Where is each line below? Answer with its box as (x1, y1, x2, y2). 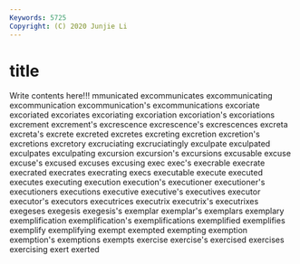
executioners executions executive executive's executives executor (9, 186, 261, 197)
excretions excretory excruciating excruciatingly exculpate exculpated (9, 138, 271, 149)
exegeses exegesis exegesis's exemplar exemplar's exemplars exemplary (9, 205, 285, 217)
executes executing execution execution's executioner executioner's (9, 177, 266, 188)
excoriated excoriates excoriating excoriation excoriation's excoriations (9, 109, 275, 120)
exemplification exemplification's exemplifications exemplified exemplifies (9, 215, 285, 226)
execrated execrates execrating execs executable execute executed (9, 167, 264, 178)
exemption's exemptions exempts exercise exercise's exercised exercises (9, 234, 285, 245)
